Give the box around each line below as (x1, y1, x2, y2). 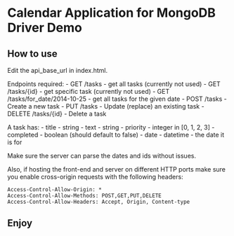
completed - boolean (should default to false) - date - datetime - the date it (7, 131, 225, 139)
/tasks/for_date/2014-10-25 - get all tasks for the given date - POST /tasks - (7, 95, 227, 103)
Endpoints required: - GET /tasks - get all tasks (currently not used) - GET (7, 80, 221, 88)
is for (7, 138, 22, 146)
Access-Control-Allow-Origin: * (7, 186, 102, 193)
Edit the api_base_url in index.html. (7, 67, 108, 74)
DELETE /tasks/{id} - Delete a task (7, 110, 107, 118)
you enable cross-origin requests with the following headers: (7, 173, 184, 181)
